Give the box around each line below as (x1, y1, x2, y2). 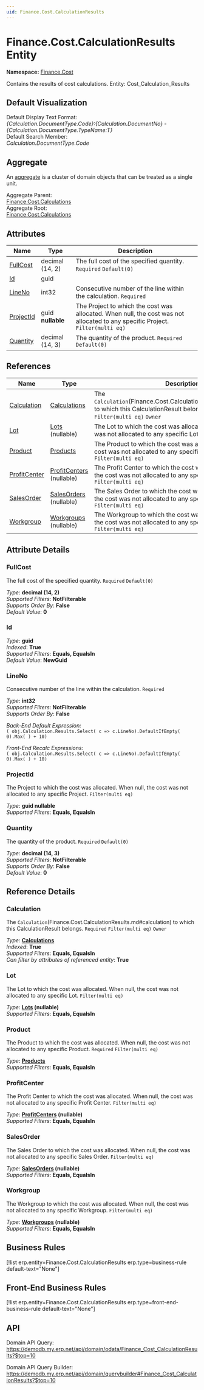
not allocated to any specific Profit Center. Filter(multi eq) (6, 1099, 157, 1107)
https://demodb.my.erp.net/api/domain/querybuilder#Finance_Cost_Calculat (6, 1370, 197, 1378)
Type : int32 (6, 697, 36, 704)
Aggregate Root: (6, 204, 47, 212)
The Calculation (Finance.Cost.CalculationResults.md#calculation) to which (6, 919, 195, 926)
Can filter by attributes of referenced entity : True (6, 956, 129, 964)
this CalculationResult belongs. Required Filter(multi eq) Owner (6, 925, 167, 933)
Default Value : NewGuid (6, 656, 67, 664)
